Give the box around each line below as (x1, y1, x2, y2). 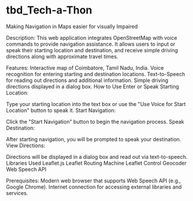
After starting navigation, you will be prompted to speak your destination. (6, 135, 181, 142)
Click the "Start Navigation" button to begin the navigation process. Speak (6, 118, 185, 125)
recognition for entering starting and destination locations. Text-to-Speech (6, 70, 185, 77)
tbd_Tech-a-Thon (6, 4, 92, 17)
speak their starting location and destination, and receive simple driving (6, 46, 178, 53)
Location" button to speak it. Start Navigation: (6, 107, 116, 114)
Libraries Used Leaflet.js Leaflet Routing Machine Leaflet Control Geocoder (6, 159, 187, 166)
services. (6, 189, 28, 196)
